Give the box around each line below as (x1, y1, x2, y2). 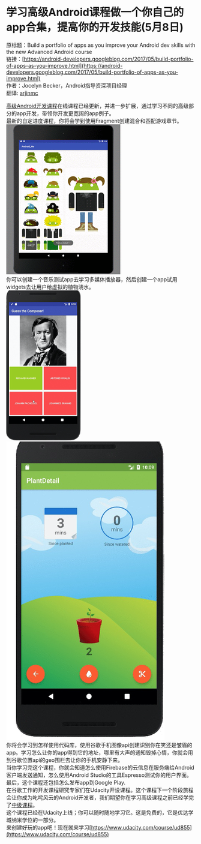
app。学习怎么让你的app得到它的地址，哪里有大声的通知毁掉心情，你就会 (6, 749, 188, 756)
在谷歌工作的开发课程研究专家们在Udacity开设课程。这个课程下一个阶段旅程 (6, 786, 194, 794)
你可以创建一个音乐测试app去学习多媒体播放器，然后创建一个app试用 (6, 275, 178, 283)
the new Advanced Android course (6, 48, 92, 55)
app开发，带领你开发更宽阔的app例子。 (16, 109, 115, 117)
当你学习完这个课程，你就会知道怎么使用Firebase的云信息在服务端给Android (6, 764, 194, 771)
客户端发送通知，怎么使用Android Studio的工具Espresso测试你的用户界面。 (6, 771, 192, 779)
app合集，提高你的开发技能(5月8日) (6, 20, 184, 34)
